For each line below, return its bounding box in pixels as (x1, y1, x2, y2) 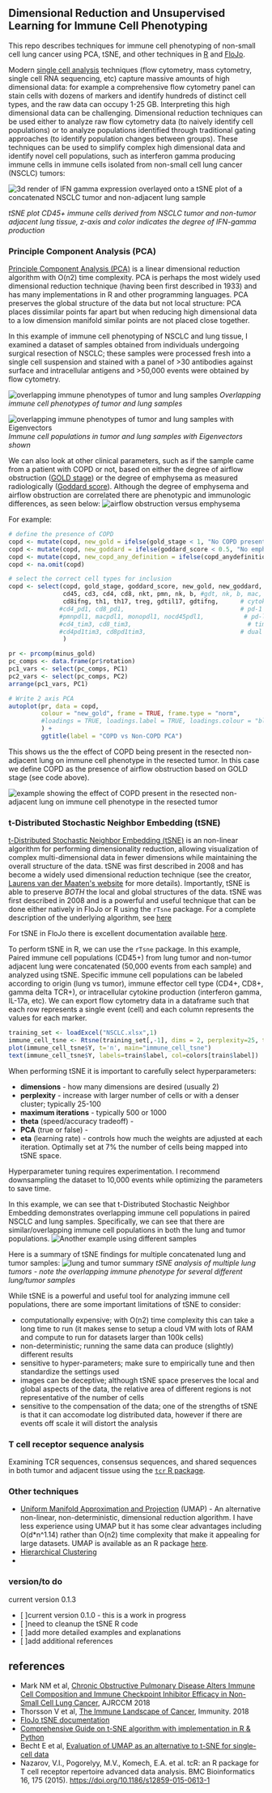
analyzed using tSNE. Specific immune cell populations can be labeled (8, 970, 243, 980)
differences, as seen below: (8, 499, 101, 509)
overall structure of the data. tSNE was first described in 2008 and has (8, 862, 244, 871)
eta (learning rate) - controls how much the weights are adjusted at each (19, 1133, 263, 1143)
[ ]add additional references (19, 1636, 113, 1646)
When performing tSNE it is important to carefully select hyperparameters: (8, 1066, 257, 1075)
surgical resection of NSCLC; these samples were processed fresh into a (8, 348, 251, 359)
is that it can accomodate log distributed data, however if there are (19, 1409, 243, 1420)
